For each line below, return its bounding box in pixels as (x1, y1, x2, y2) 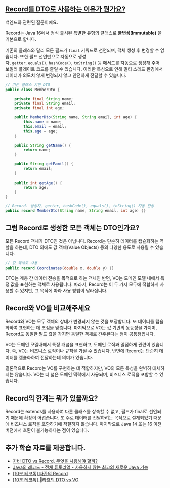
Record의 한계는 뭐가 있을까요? (5, 394, 98, 403)
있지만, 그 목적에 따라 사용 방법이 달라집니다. (20, 288, 108, 294)
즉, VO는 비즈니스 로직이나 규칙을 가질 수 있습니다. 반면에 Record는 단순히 (12, 348, 158, 354)
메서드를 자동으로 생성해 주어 (103, 60, 160, 66)
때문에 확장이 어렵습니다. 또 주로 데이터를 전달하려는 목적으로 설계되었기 (10, 415, 153, 421)
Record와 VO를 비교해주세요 (5, 304, 91, 313)
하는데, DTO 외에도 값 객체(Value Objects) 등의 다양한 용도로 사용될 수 (14, 244, 154, 250)
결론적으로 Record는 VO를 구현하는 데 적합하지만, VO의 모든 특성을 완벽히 (5, 365, 152, 371)
